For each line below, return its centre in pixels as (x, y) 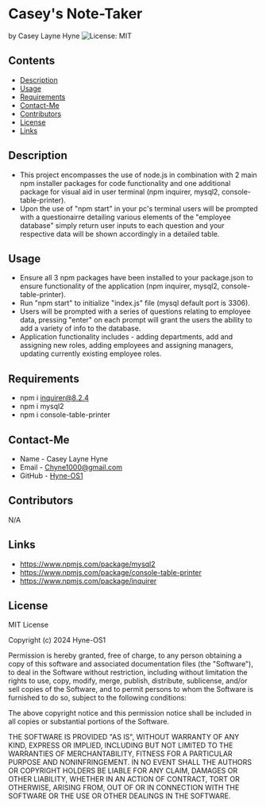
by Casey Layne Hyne (44, 36)
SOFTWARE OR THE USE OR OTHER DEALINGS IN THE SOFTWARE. (120, 796)
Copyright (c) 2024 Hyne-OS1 (57, 640)
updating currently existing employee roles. (91, 353)
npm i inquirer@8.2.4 (54, 398)
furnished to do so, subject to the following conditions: (97, 698)
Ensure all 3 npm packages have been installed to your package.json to (136, 278)
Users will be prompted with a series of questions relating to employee (135, 311)
